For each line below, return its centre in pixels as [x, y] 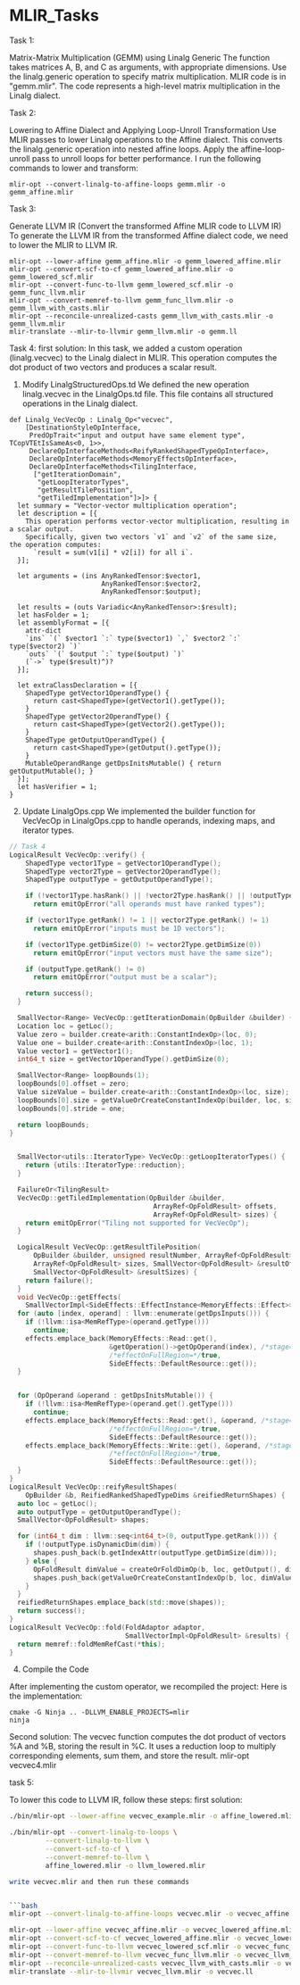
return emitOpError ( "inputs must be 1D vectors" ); [129, 928]
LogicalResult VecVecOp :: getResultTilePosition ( [109, 1247]
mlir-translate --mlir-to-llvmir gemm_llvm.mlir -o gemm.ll [124, 331]
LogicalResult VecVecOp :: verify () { [77, 855]
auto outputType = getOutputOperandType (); [99, 1512]
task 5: [21, 1782]
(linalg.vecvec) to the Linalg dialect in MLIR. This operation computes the [143, 357]
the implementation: [46, 1696]
